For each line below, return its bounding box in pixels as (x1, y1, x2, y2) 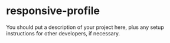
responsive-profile (6, 4, 100, 18)
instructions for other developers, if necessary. (6, 29, 120, 37)
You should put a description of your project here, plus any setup (6, 24, 164, 31)
